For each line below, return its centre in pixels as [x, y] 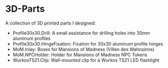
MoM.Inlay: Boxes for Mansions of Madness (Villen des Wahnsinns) [83, 49]
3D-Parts [25, 9]
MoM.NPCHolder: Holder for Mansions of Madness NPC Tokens [80, 55]
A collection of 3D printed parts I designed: [51, 23]
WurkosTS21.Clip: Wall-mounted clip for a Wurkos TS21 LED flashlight [86, 60]
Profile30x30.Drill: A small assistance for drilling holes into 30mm [81, 33]
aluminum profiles [32, 38]
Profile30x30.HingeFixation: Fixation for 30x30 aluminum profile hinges [88, 43]
